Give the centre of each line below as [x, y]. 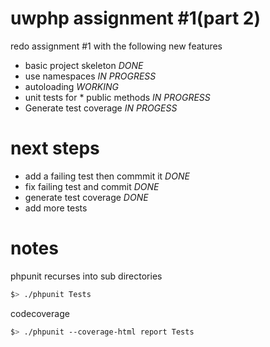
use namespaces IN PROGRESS [90, 76]
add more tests [56, 208]
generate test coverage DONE [86, 197]
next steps [55, 148]
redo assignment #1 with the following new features [116, 46]
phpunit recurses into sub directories [86, 276]
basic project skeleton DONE [84, 65]
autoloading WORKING [71, 86]
